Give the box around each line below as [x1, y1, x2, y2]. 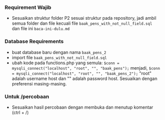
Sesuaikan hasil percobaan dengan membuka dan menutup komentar [11, 104, 154, 110]
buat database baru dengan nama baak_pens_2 [11, 49, 107, 55]
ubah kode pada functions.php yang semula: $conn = [11, 60, 120, 66]
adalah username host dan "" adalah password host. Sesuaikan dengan [11, 76, 158, 81]
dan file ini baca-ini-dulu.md [11, 26, 70, 32]
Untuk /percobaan [4, 93, 49, 100]
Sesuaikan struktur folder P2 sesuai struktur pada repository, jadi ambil [11, 15, 157, 21]
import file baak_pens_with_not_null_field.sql [11, 54, 107, 60]
